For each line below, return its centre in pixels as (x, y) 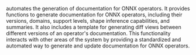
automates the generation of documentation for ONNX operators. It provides (98, 8)
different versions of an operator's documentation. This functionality (88, 33)
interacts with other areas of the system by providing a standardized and (94, 39)
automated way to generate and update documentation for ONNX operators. (98, 46)
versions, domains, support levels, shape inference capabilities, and (88, 21)
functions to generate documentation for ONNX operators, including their (94, 15)
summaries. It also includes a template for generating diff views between (94, 27)
